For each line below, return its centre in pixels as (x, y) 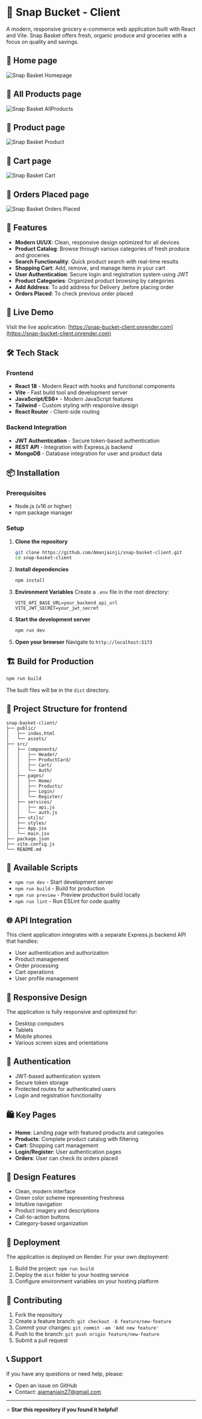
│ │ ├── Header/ (32, 754)
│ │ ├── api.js (31, 807)
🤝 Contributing (34, 1300)
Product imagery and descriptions (57, 1211)
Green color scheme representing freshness (70, 1198)
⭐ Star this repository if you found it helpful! (62, 1409)
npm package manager (44, 513)
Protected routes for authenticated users (65, 1088)
